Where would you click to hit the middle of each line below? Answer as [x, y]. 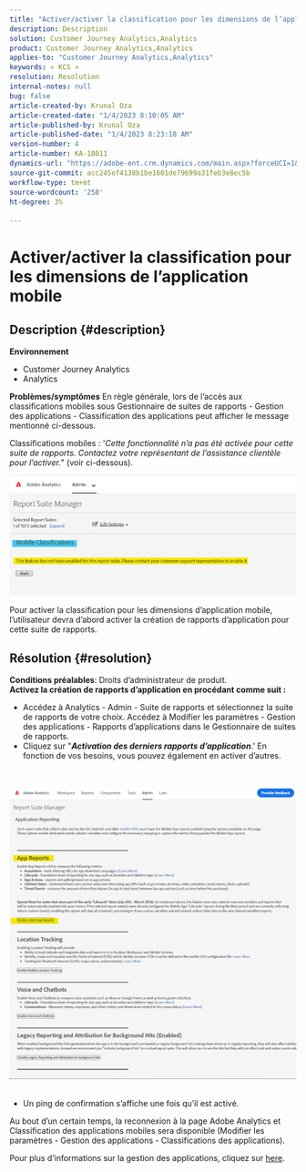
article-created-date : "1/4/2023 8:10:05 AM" [97, 115]
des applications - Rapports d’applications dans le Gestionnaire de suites [159, 727]
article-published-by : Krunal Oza [75, 125]
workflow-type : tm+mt [51, 182]
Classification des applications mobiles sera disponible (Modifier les [137, 1130]
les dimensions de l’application [129, 277]
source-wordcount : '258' [56, 192]
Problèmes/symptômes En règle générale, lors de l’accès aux [126, 397]
